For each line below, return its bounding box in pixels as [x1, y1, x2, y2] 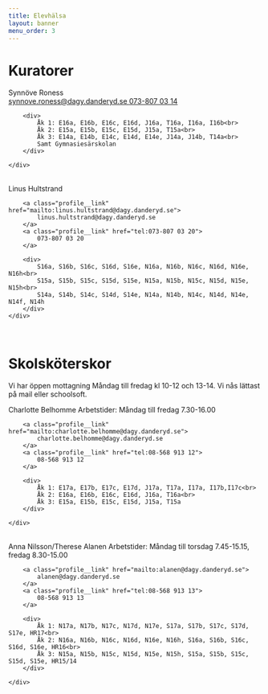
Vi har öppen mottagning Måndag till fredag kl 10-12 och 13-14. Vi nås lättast [8, 381, 261, 391]
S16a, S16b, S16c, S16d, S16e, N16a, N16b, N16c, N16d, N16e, [37, 263, 250, 271]
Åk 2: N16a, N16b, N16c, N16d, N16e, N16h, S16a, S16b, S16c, [37, 636, 250, 644]
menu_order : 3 [8, 27, 56, 35]
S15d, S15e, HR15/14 [8, 657, 78, 666]
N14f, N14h [8, 298, 45, 306]
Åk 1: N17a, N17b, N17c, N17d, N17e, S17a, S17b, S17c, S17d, [37, 622, 250, 630]
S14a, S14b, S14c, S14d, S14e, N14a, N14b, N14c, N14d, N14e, [37, 291, 250, 299]
